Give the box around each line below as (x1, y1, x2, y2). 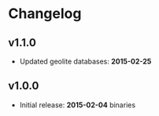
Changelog (8, 5, 82, 23)
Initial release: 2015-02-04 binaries (19, 100, 136, 110)
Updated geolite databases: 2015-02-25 (19, 56, 152, 66)
